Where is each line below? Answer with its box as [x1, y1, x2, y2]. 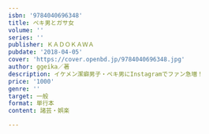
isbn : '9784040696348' [8, 11, 83, 20]
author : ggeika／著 [8, 63, 70, 71]
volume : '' [8, 26, 44, 34]
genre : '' [8, 84, 41, 93]
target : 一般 [8, 92, 49, 100]
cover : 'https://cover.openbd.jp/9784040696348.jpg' [8, 56, 185, 64]
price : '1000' [8, 77, 55, 85]
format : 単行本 [8, 99, 54, 107]
